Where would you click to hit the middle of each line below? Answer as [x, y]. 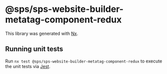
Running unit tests [34, 49]
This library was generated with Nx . [42, 33]
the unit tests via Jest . [28, 66]
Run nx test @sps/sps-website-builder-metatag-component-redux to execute [84, 61]
